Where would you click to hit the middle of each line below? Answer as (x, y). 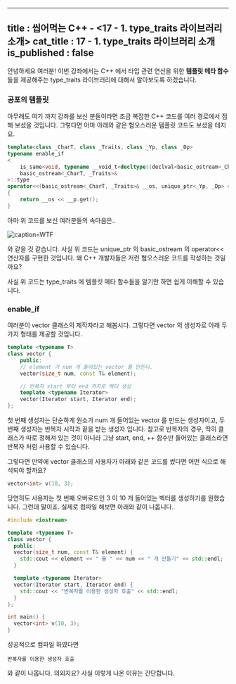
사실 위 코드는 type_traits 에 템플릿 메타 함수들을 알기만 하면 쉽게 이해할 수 (109, 281)
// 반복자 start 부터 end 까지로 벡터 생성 (76, 386)
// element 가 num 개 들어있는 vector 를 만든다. (86, 367)
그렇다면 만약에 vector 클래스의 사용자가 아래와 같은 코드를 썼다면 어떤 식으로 (113, 462)
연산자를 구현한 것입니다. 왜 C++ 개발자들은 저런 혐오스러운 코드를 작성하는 (110, 258)
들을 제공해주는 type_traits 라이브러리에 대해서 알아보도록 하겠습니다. (102, 80)
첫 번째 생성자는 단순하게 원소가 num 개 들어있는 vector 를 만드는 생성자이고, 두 (116, 420)
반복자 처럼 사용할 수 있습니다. (48, 447)
